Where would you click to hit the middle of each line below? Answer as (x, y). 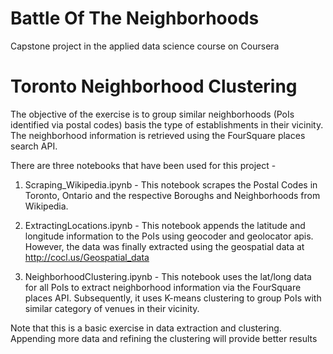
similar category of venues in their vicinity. (112, 308)
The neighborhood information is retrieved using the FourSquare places (158, 135)
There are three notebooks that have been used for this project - (143, 165)
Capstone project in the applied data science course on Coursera (145, 46)
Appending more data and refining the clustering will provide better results (164, 338)
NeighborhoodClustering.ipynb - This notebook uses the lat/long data (168, 276)
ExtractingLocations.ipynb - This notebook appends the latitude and (165, 225)
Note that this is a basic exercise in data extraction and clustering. (146, 328)
